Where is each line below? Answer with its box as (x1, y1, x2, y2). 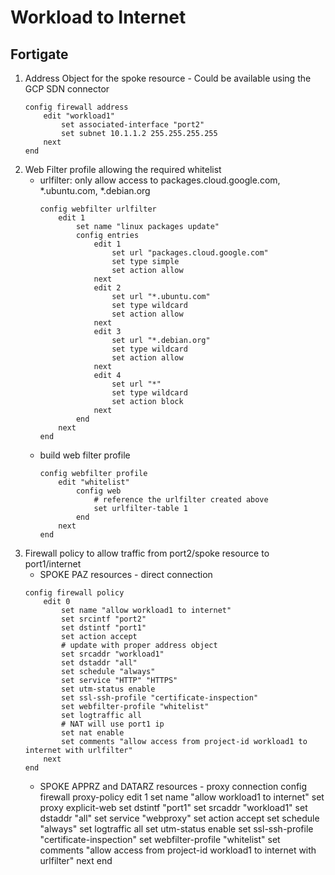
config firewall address (24, 102, 129, 112)
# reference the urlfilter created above (93, 495, 269, 505)
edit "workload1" (43, 111, 115, 121)
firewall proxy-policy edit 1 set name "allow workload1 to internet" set (39, 791, 325, 803)
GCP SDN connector (24, 83, 110, 95)
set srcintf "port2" (61, 614, 147, 624)
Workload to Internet (10, 6, 187, 29)
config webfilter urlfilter (39, 204, 157, 214)
